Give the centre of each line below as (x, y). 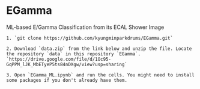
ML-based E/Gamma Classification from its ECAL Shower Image (85, 27)
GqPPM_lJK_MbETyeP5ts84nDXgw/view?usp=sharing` (67, 64)
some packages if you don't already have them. (67, 80)
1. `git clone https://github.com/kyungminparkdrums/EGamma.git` (89, 38)
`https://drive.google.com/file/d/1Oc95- (59, 59)
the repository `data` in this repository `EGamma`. (74, 54)
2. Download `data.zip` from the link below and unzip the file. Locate (99, 49)
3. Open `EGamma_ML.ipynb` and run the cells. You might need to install (101, 75)
